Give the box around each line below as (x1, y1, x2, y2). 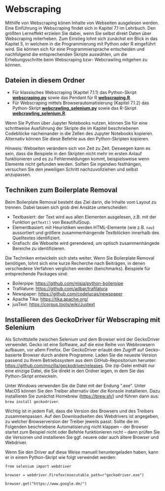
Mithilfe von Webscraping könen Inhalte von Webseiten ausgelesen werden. (5, 20, 159, 26)
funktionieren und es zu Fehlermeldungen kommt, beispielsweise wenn (5, 156, 150, 162)
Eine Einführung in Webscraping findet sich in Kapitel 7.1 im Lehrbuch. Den (5, 25, 156, 31)
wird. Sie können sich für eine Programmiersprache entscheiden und (5, 46, 145, 52)
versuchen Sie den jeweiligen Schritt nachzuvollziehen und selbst (5, 166, 138, 172)
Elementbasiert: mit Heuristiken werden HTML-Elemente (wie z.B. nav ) (12, 224, 155, 230)
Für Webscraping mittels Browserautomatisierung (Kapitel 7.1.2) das (12, 100, 149, 106)
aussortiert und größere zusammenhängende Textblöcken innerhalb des (12, 229, 160, 235)
